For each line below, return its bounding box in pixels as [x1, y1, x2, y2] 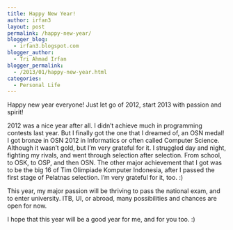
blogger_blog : [7, 36, 49, 43]
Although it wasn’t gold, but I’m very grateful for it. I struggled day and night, [7, 144, 226, 152]
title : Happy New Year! [7, 10, 77, 17]
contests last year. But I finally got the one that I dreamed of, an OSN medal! [7, 129, 225, 137]
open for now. [7, 201, 47, 210]
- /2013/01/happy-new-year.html [13, 68, 108, 75]
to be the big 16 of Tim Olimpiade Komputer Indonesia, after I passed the [7, 166, 215, 174]
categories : [7, 75, 42, 82]
